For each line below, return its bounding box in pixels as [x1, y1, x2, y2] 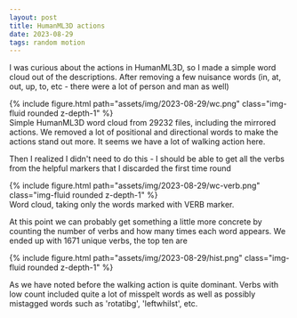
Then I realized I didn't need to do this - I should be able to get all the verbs [9, 153, 285, 165]
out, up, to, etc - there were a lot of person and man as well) [9, 81, 229, 92]
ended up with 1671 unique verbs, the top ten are [9, 235, 189, 246]
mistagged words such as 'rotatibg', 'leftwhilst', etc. [9, 298, 198, 309]
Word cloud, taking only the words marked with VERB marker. [9, 200, 235, 210]
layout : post [9, 12, 58, 22]
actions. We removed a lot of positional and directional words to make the [9, 126, 278, 138]
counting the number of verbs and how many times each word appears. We [9, 226, 286, 237]
